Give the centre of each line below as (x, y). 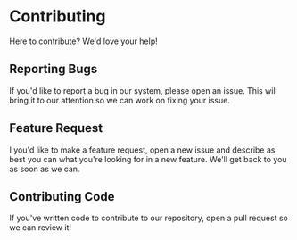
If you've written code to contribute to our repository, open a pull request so (148, 218)
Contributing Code (62, 197)
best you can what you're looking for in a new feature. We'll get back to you (148, 159)
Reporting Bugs (54, 69)
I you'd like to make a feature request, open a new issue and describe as (142, 150)
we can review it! (40, 228)
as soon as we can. (45, 169)
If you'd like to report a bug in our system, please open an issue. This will (144, 90)
